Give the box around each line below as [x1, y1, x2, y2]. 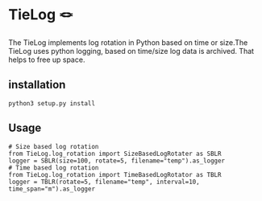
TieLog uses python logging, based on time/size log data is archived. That [8, 46, 255, 55]
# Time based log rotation [8, 163, 99, 172]
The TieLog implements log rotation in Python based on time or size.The [8, 37, 248, 47]
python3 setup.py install [8, 99, 95, 108]
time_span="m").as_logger [8, 185, 95, 193]
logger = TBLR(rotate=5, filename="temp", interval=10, [8, 178, 200, 186]
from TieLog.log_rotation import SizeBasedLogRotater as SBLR [8, 150, 222, 158]
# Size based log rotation [8, 142, 99, 150]
